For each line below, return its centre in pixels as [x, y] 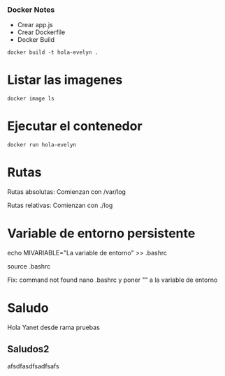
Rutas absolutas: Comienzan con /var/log [66, 192]
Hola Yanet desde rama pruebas [53, 327]
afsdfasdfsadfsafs [33, 366]
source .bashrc [29, 266]
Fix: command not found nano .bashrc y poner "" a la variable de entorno [112, 280]
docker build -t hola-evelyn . [53, 53]
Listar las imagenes [65, 80]
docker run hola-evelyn [42, 145]
